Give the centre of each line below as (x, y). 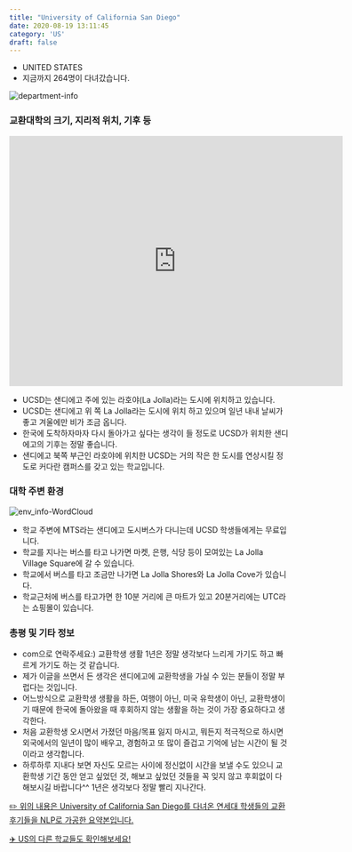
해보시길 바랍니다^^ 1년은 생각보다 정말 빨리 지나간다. (114, 787)
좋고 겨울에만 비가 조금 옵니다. (74, 422)
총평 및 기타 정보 (42, 632)
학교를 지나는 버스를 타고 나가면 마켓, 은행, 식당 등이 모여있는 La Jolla (143, 551)
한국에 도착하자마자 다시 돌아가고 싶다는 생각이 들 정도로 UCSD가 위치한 (147, 433)
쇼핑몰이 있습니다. (63, 607)
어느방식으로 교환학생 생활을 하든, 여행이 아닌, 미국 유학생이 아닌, (135, 698)
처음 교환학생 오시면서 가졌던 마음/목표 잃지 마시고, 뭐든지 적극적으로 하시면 (153, 732)
